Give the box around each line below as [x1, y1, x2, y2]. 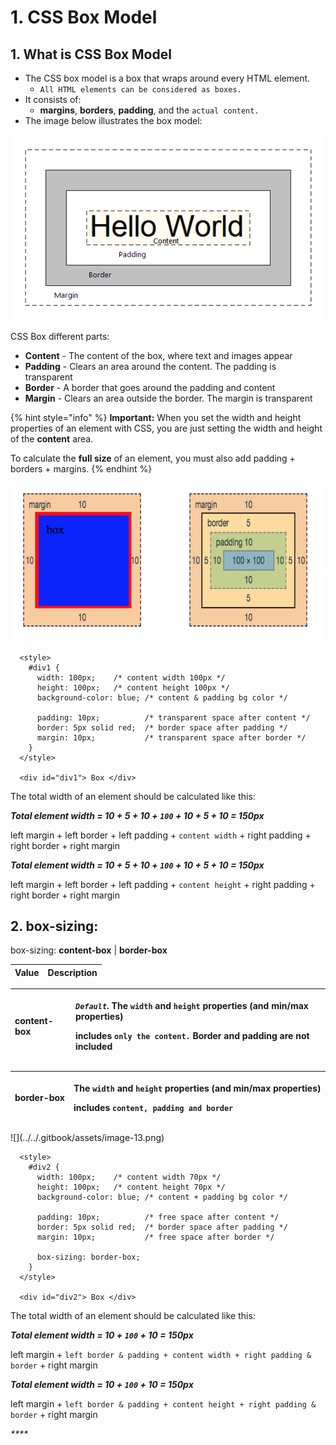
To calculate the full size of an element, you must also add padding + [10, 452, 296, 465]
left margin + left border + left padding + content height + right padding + [10, 878, 316, 890]
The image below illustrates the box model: [24, 115, 203, 126]
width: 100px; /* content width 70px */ [36, 1172, 222, 1183]
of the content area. [10, 433, 94, 445]
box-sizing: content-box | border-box [10, 944, 168, 956]
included [74, 1040, 113, 1052]
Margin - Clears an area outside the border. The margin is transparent [24, 392, 313, 405]
